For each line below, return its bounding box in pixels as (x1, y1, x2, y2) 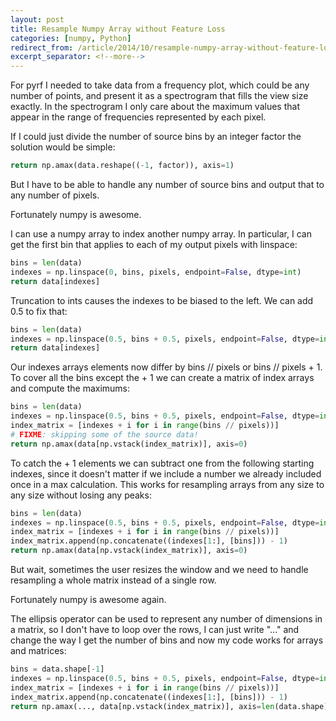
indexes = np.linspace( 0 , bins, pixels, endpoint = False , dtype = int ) (10, 267, 302, 277)
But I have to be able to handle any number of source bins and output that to (10, 179, 325, 190)
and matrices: (10, 645, 67, 656)
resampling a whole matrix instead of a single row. (10, 574, 217, 586)
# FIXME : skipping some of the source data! (10, 429, 199, 440)
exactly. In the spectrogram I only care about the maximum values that (10, 101, 300, 113)
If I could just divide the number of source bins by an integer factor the (10, 131, 302, 143)
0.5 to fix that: (10, 305, 68, 317)
